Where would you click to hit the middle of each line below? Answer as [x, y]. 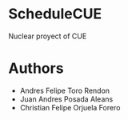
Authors [36, 68]
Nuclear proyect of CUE [48, 36]
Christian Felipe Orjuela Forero [70, 107]
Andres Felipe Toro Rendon [65, 90]
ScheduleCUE [55, 14]
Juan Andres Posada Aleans [66, 99]
